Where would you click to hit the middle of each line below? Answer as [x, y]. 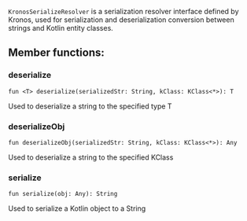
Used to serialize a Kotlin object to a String [77, 208]
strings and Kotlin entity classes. [61, 28]
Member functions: [56, 53]
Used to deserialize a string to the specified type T [90, 106]
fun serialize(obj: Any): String [63, 194]
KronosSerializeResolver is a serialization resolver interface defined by [124, 11]
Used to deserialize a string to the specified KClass [91, 157]
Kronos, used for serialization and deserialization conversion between [121, 20]
